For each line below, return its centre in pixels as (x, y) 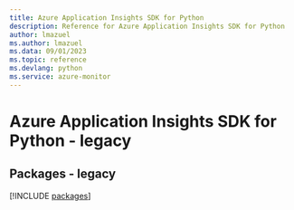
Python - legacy (71, 140)
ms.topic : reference (48, 60)
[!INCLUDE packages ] (50, 196)
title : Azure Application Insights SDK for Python (107, 18)
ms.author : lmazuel (46, 43)
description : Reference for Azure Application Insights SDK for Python (147, 26)
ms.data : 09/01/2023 (48, 52)
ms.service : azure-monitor (60, 77)
